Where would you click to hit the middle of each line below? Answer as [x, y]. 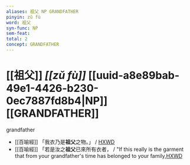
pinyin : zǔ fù [24, 17]
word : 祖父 [19, 22]
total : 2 [17, 39]
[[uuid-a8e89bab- [134, 76]
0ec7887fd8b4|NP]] [57, 101]
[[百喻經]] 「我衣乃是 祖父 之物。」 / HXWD [65, 141]
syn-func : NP [22, 28]
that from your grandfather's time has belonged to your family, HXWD [99, 156]
